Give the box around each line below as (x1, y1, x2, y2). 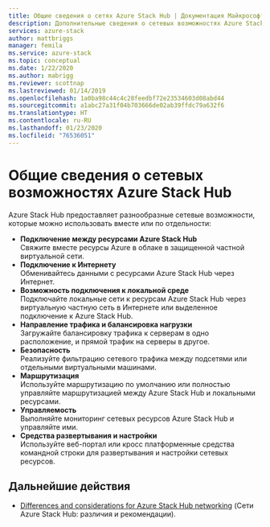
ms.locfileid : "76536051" (8, 131, 95, 139)
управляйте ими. (19, 422, 79, 431)
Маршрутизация (19, 371, 80, 381)
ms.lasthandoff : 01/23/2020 (8, 124, 103, 132)
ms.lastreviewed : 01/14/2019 (8, 86, 106, 95)
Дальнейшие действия (8, 480, 131, 493)
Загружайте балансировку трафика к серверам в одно (19, 327, 210, 338)
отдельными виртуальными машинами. (19, 362, 157, 372)
